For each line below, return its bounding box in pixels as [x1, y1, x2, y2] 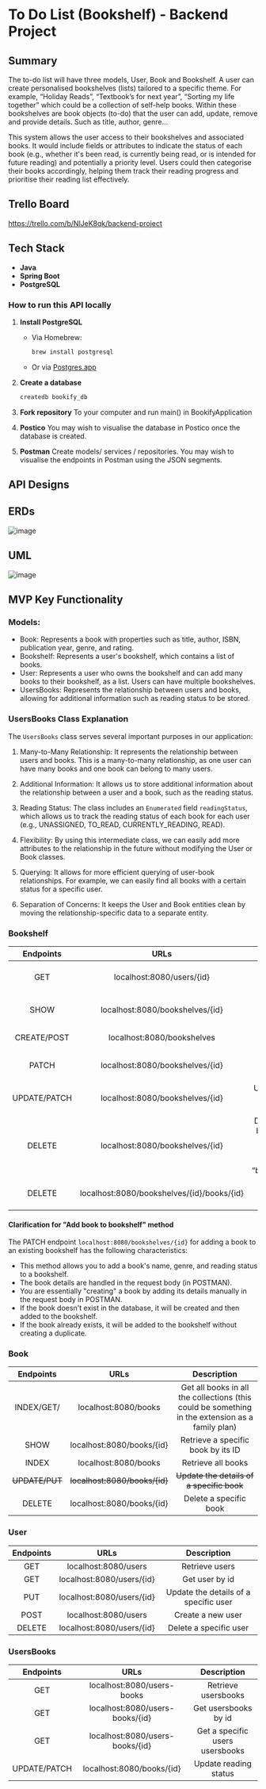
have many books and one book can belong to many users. [19, 764, 214, 773]
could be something [177, 1402, 252, 1413]
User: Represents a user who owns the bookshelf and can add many [19, 668, 243, 678]
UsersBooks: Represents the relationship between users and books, [19, 685, 241, 695]
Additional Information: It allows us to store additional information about [19, 779, 253, 788]
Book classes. [19, 852, 66, 861]
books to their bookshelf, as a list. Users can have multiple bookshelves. [19, 676, 256, 687]
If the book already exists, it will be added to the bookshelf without [19, 1320, 237, 1330]
